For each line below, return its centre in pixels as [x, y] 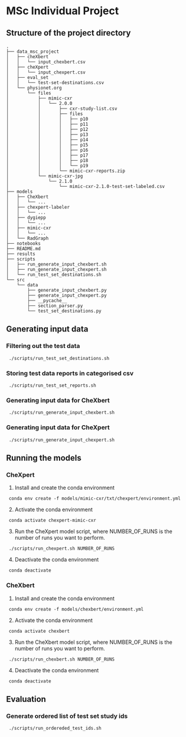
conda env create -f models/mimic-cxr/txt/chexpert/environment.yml [95, 499]
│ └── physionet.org [34, 88]
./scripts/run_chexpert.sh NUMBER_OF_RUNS [62, 549]
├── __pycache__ [47, 301]
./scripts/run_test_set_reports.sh [52, 385]
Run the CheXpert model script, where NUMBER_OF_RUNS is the [93, 531]
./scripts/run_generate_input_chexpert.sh [62, 440]
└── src [16, 280]
